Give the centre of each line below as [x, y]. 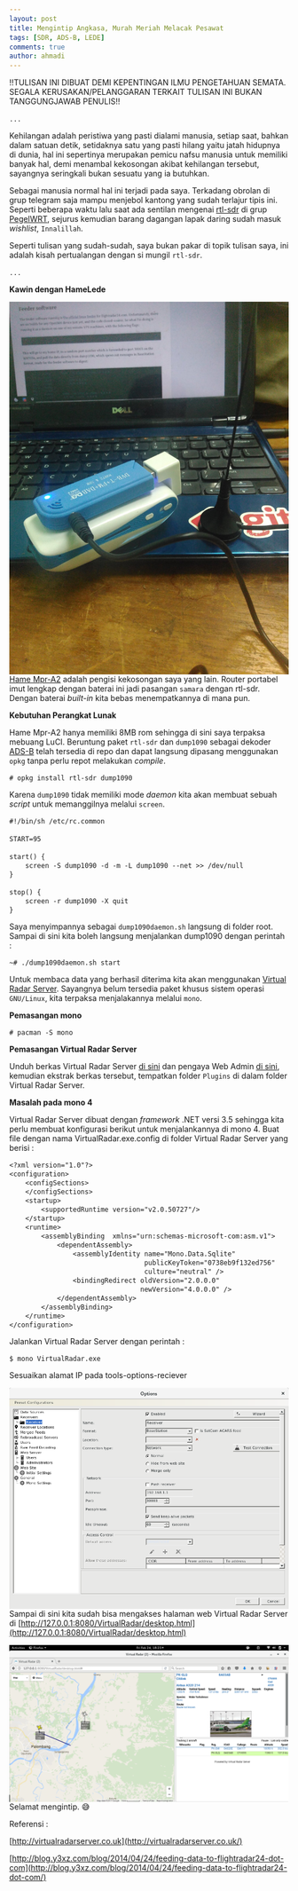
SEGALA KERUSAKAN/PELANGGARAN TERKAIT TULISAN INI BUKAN [136, 92]
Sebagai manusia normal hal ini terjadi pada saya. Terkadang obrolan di [140, 191]
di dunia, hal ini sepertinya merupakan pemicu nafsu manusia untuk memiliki [149, 154]
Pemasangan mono [46, 1015]
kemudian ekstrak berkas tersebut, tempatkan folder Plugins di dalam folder [149, 1076]
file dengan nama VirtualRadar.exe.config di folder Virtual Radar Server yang [149, 1139]
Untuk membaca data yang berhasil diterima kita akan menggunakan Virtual [148, 980]
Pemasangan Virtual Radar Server [73, 1049]
